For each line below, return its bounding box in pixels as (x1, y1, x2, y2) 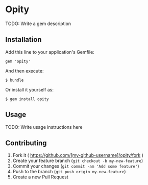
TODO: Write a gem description (5, 20, 71, 27)
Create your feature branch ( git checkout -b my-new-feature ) (12, 157, 143, 164)
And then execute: (5, 67, 44, 74)
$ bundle (5, 78, 24, 83)
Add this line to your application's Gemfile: (5, 49, 94, 55)
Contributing (5, 138, 47, 147)
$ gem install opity (5, 96, 50, 102)
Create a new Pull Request (12, 174, 69, 180)
